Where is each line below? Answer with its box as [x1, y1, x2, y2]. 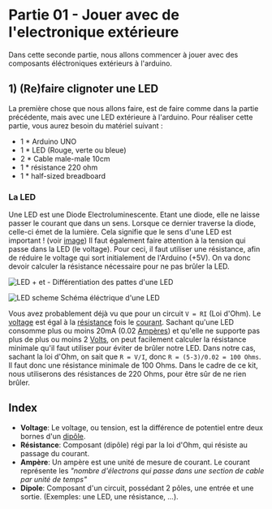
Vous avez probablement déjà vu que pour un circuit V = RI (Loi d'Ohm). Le [8, 308, 261, 318]
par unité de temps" [19, 474, 88, 484]
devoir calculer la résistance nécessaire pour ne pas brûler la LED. [8, 261, 230, 271]
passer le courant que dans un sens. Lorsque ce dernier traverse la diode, [8, 218, 257, 228]
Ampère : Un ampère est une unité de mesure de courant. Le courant [19, 457, 250, 467]
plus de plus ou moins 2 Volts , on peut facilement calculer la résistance [8, 334, 247, 344]
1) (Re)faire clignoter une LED [8, 82, 159, 96]
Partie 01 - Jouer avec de [8, 6, 180, 24]
